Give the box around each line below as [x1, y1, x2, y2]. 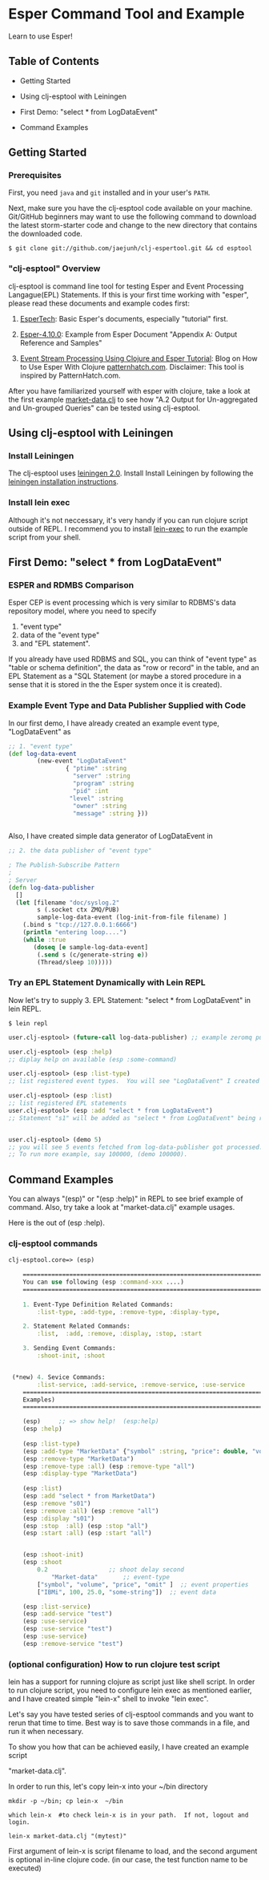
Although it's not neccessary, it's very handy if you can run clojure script [8, 515, 248, 525]
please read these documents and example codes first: [8, 298, 191, 308]
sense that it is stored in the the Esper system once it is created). [8, 680, 223, 689]
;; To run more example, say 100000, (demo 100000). [8, 1150, 188, 1158]
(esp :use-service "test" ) [22, 1625, 113, 1633]
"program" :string [72, 779, 134, 788]
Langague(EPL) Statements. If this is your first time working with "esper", [8, 289, 250, 299]
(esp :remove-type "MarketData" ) [22, 1454, 134, 1463]
